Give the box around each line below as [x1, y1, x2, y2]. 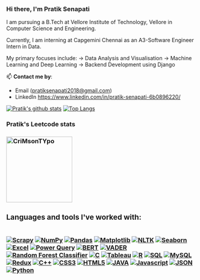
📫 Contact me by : [6, 73, 53, 80]
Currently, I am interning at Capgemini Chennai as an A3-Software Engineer [6, 37, 194, 44]
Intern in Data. [6, 43, 42, 50]
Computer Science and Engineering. [6, 25, 96, 32]
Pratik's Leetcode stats [6, 120, 75, 128]
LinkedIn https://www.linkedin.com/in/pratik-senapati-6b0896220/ [14, 93, 181, 101]
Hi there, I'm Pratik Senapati [6, 5, 90, 13]
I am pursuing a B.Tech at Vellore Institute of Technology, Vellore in [6, 19, 173, 26]
